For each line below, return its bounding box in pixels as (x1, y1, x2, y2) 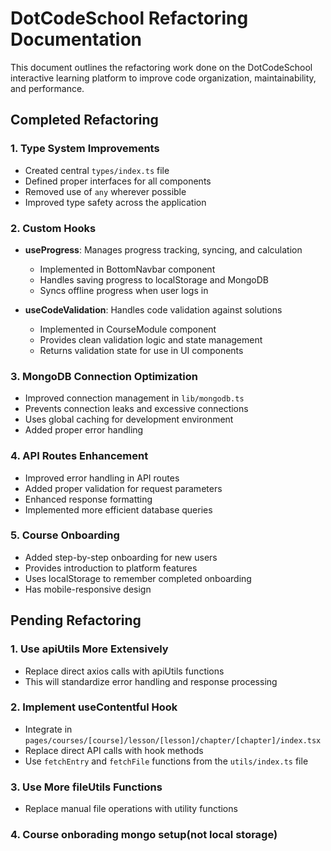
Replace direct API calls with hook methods (24, 744, 204, 756)
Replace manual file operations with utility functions (24, 803, 238, 815)
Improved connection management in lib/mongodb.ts (24, 392, 245, 404)
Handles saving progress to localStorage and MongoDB (39, 273, 269, 286)
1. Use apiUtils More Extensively (10, 642, 169, 656)
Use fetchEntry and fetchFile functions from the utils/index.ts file (24, 755, 309, 767)
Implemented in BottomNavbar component (39, 263, 216, 275)
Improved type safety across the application (24, 196, 207, 208)
